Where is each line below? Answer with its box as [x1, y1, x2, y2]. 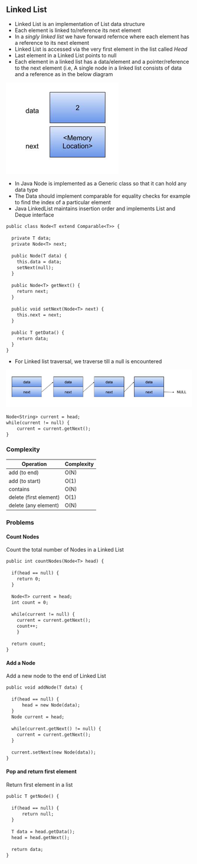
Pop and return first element [6, 768, 77, 775]
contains [8, 485, 30, 493]
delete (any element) [8, 502, 60, 509]
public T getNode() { [6, 793, 60, 799]
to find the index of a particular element [14, 198, 111, 206]
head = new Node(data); [21, 702, 81, 708]
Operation [21, 461, 47, 468]
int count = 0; [11, 599, 49, 606]
